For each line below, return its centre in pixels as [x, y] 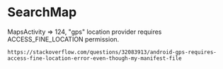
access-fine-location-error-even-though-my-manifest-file [95, 58]
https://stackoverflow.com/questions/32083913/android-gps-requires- [112, 52]
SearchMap [42, 12]
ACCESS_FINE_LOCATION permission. [63, 39]
